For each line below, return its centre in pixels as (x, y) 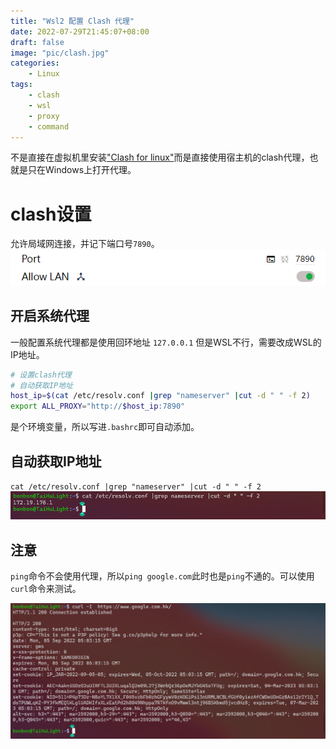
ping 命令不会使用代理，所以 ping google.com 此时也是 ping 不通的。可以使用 (162, 576)
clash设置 (51, 214)
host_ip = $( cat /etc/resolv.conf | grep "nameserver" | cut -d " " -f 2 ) (160, 396)
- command (49, 126)
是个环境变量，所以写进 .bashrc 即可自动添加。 (105, 427)
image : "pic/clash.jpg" (60, 53)
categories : (35, 63)
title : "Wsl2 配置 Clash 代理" (72, 21)
